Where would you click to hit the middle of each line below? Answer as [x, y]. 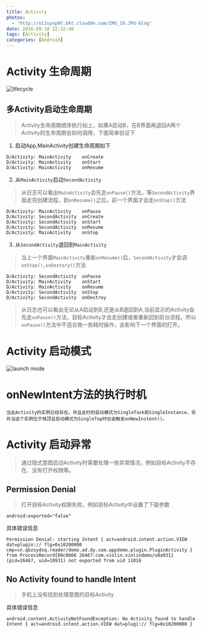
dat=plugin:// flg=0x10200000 [44, 545]
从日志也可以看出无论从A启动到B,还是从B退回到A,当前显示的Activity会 [108, 310]
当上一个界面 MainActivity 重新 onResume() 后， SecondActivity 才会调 [104, 257]
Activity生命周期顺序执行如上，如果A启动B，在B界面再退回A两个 [101, 125]
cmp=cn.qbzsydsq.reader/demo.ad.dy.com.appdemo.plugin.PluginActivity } [99, 550]
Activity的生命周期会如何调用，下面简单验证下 [78, 132]
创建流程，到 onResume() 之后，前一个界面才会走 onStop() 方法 [112, 200]
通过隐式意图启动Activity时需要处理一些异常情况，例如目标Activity [103, 463]
